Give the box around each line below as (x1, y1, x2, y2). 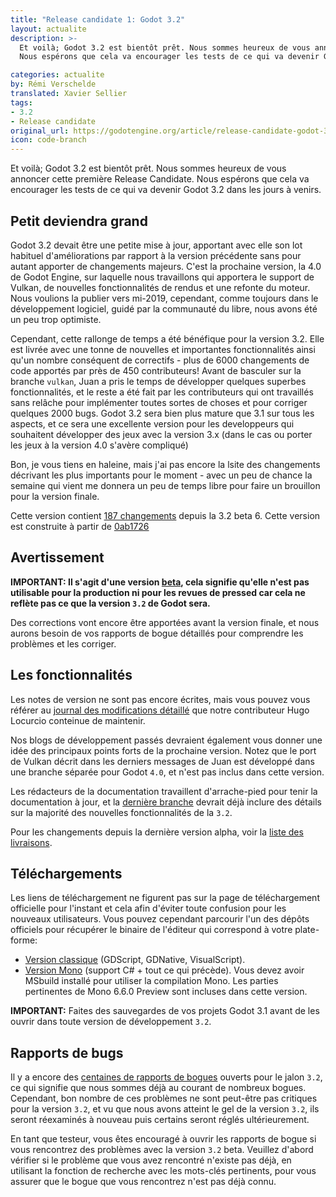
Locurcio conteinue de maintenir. (10, 714, 146, 726)
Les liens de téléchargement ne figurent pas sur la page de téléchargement (10, 892, 320, 904)
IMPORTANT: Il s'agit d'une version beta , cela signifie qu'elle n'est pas (10, 576, 310, 588)
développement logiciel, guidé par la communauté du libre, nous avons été (10, 302, 318, 315)
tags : (10, 97, 33, 108)
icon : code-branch (10, 135, 87, 145)
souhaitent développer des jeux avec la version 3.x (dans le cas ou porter (10, 428, 313, 440)
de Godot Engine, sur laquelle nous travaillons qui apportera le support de (10, 271, 315, 283)
